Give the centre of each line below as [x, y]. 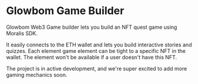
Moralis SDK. [22, 33]
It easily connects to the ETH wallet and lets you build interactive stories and [99, 45]
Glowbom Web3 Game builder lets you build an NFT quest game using [92, 27]
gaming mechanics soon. [37, 75]
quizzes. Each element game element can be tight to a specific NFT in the [96, 51]
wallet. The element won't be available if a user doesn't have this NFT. [92, 57]
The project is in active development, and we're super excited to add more [97, 68]
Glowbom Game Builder [65, 11]
